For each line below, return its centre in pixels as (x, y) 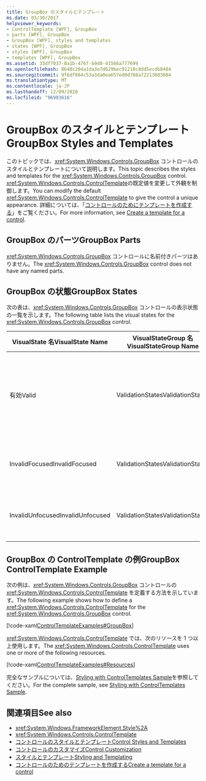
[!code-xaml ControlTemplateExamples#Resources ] (71, 665)
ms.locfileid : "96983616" (39, 98)
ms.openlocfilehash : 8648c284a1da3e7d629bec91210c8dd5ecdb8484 (89, 69)
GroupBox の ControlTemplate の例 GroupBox (93, 559)
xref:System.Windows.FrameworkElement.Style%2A (82, 728)
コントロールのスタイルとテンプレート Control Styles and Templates (101, 741)
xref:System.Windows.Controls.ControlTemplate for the (76, 607)
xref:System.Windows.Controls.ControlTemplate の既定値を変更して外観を (99, 183)
